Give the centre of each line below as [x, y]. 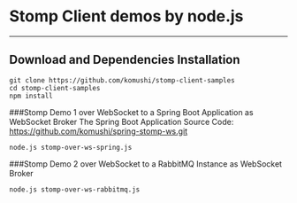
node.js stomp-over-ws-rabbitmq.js [75, 189]
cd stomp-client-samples [55, 88]
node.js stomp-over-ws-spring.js [71, 147]
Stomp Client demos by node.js [126, 16]
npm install [31, 96]
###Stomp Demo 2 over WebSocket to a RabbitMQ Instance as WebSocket [146, 164]
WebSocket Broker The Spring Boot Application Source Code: [122, 121]
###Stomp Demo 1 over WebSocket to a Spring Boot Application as [131, 112]
